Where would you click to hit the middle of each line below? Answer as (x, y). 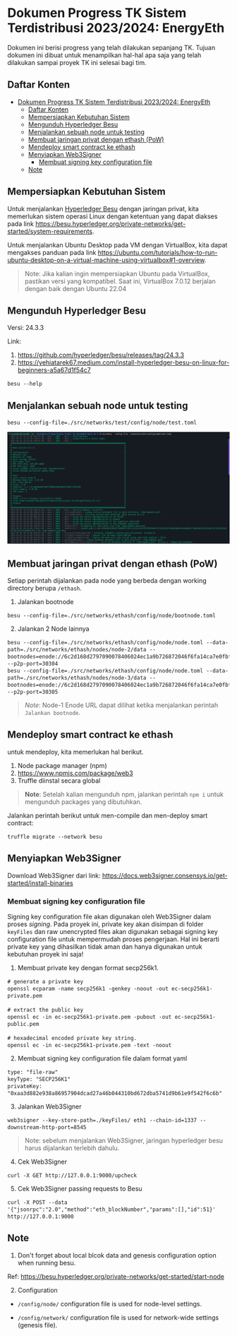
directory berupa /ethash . (45, 588)
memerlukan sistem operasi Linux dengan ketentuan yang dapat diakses (113, 216)
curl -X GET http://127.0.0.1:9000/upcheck (72, 1175)
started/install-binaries (40, 883)
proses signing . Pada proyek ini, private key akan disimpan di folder (105, 924)
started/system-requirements (50, 231)
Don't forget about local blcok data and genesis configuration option (117, 1255)
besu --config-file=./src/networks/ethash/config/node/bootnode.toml (112, 615)
